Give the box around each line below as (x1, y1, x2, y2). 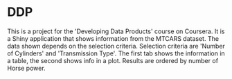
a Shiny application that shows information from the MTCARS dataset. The (7, 34, 220, 42)
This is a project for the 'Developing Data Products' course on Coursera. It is (7, 27, 225, 35)
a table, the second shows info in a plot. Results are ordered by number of (7, 56, 219, 64)
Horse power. (7, 64, 46, 72)
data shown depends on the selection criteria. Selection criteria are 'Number (7, 42, 225, 50)
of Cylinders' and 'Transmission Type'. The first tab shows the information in (7, 49, 225, 58)
